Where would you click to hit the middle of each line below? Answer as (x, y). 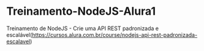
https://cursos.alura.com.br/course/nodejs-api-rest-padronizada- (115, 34)
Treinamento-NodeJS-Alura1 (81, 11)
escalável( (19, 34)
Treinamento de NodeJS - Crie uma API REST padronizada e (83, 28)
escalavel (18, 41)
